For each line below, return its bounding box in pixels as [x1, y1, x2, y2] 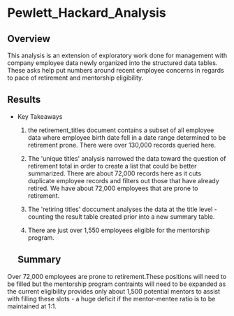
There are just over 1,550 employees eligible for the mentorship [27, 226, 210, 234]
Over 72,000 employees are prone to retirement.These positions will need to [7, 272, 227, 280]
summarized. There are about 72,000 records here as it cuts [27, 169, 201, 178]
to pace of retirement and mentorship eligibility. [7, 73, 144, 82]
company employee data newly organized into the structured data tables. [7, 59, 218, 67]
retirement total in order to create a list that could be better [27, 161, 197, 170]
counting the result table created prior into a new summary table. [27, 212, 215, 221]
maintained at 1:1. [7, 302, 57, 310]
